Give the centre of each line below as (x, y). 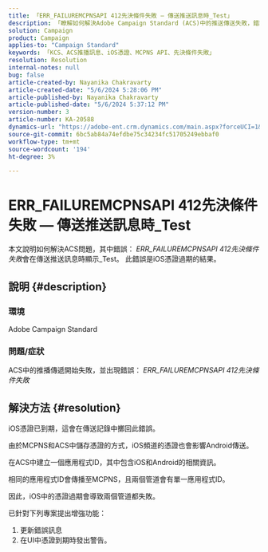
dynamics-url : (32, 127)
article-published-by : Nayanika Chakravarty (83, 97)
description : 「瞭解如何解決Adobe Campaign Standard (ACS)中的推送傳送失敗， (131, 23)
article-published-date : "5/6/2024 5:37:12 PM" (89, 104)
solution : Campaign (41, 30)
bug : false (26, 75)
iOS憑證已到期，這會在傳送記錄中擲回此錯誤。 (84, 428)
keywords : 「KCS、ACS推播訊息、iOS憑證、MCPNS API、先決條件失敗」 (112, 53)
